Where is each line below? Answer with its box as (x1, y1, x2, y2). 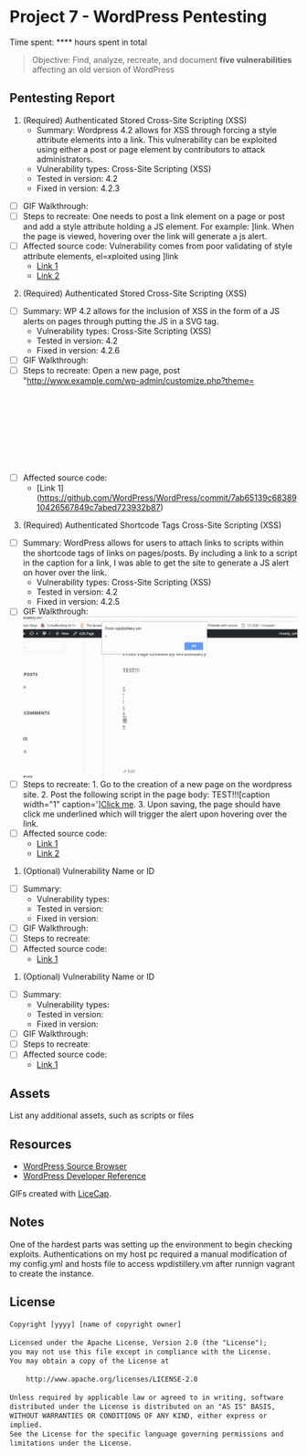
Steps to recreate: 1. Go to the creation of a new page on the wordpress (22, 778, 292, 789)
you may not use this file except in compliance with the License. (9, 1347, 272, 1356)
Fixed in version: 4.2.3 (36, 183, 121, 194)
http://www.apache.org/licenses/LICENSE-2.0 (26, 1375, 198, 1384)
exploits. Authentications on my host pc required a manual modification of (9, 1249, 288, 1260)
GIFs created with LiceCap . (9, 1187, 111, 1198)
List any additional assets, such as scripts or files (9, 1110, 195, 1121)
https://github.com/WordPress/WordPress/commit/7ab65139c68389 (39, 492, 297, 503)
